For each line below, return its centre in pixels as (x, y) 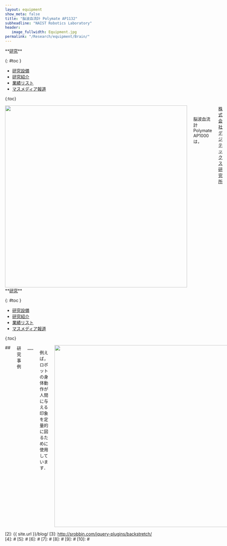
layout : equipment (24, 9)
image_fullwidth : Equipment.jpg (44, 32)
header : (13, 28)
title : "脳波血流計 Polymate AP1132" (41, 18)
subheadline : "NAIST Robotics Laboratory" (49, 23)
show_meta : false (23, 14)
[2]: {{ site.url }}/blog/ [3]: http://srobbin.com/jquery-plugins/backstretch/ (79, 534)
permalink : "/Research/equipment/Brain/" (48, 37)
